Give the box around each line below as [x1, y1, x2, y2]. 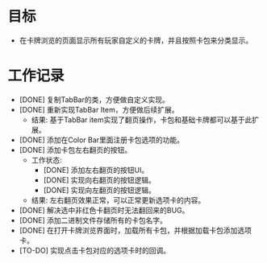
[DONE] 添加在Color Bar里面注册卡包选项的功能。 [19, 134, 185, 145]
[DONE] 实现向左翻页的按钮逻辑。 [43, 185, 156, 195]
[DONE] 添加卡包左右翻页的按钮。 [19, 145, 132, 154]
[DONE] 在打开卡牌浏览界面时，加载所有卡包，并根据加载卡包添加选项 [19, 225, 252, 235]
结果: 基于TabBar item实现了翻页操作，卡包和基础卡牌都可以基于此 [31, 114, 252, 125]
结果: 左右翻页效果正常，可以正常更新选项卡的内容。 [31, 195, 206, 205]
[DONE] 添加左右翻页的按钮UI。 [43, 165, 149, 175]
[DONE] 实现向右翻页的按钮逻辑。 [43, 175, 156, 185]
